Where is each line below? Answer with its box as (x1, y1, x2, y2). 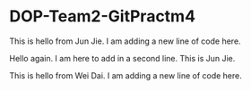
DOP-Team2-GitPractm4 (9, 6, 195, 27)
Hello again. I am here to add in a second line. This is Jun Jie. (9, 53, 236, 63)
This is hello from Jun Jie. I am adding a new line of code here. (9, 36, 241, 46)
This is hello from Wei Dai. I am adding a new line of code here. (9, 70, 242, 81)
